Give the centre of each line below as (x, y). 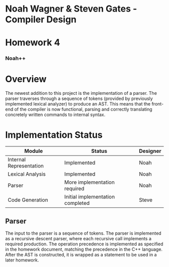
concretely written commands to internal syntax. (55, 115)
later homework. (22, 260)
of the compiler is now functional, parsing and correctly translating (83, 110)
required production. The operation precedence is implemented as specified (84, 244)
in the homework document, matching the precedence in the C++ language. (84, 249)
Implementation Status (54, 135)
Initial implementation (90, 197)
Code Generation (28, 200)
